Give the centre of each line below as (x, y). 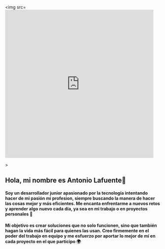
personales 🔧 (19, 214)
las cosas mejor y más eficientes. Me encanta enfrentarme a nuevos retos (83, 203)
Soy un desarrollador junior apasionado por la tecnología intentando (77, 193)
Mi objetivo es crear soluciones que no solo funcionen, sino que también (81, 225)
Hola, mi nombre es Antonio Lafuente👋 (66, 181)
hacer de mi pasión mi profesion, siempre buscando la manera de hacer (80, 198)
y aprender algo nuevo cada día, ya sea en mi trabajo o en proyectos (76, 208)
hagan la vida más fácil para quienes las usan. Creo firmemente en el (77, 230)
